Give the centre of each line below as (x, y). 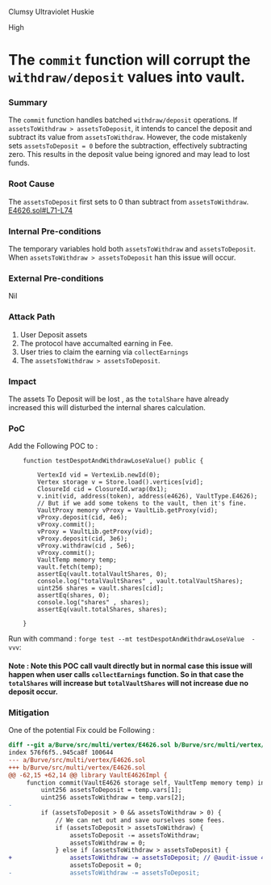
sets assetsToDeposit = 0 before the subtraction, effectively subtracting (128, 146)
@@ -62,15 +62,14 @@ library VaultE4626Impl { (88, 775)
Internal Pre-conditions (55, 231)
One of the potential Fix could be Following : (81, 730)
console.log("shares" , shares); (94, 603)
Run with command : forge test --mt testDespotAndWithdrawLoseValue (126, 639)
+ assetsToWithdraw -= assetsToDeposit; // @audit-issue (133, 858)
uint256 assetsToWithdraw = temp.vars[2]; (113, 798)
